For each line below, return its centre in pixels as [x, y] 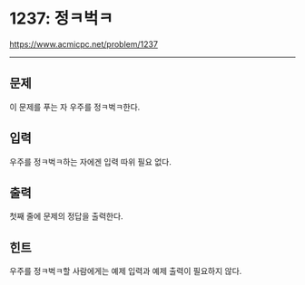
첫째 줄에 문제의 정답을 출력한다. [67, 216]
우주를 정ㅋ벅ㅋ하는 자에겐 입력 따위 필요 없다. [91, 161]
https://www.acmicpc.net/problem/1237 [84, 44]
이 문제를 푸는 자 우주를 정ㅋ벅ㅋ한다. [75, 107]
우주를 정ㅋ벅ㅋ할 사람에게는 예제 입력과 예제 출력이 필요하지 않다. [126, 271]
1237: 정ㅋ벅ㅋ [61, 19]
